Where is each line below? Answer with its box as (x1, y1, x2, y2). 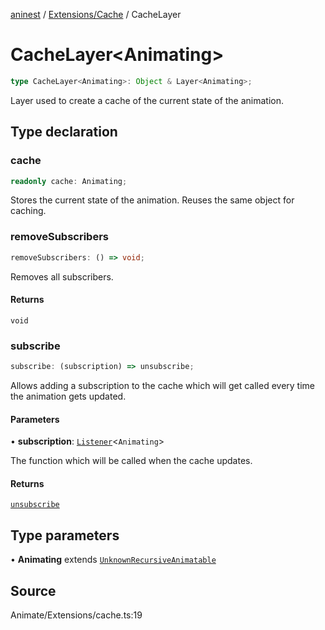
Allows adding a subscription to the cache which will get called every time (10, 379, 315, 391)
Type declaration (10, 124, 118, 141)
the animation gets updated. (10, 390, 127, 402)
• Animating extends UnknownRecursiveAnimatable (10, 554, 217, 566)
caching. (10, 205, 47, 217)
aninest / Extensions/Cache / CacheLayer (10, 9, 182, 20)
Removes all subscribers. (10, 270, 114, 283)
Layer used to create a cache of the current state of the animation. (10, 94, 285, 106)
